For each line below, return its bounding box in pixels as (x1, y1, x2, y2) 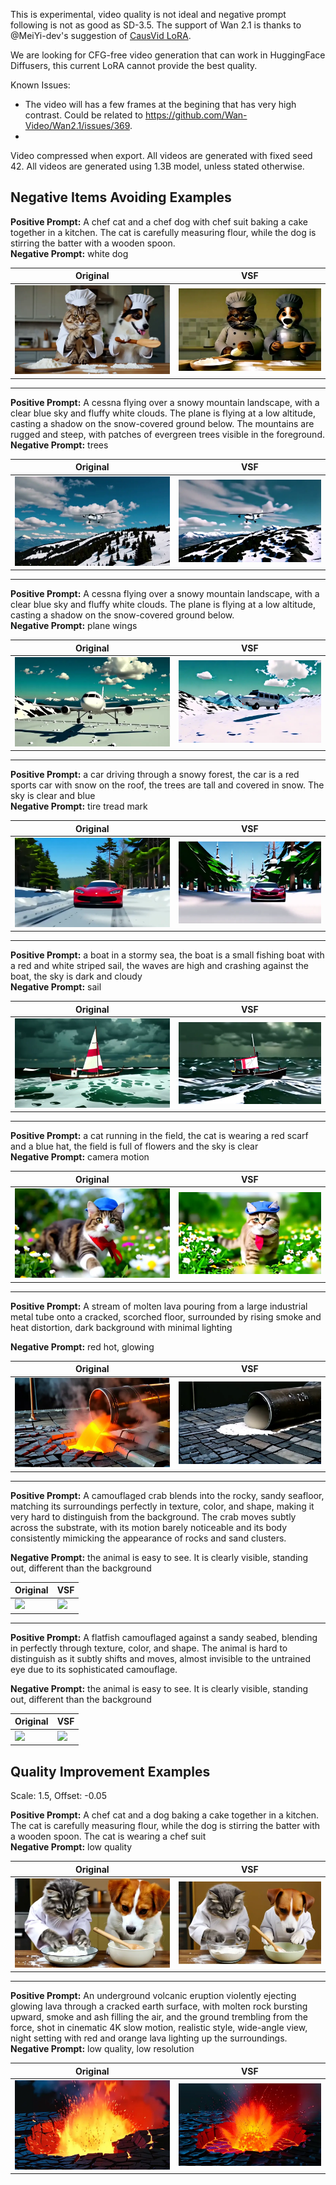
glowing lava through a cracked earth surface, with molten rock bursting (10, 2000, 308, 2013)
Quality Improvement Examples (10, 1763, 211, 1780)
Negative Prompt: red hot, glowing (10, 1340, 155, 1353)
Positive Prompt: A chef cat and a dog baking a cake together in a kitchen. (10, 1809, 320, 1821)
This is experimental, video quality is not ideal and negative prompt (10, 9, 287, 20)
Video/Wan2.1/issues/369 (24, 120, 131, 131)
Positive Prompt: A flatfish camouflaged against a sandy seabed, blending (10, 1631, 318, 1643)
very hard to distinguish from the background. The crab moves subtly (10, 1510, 297, 1523)
